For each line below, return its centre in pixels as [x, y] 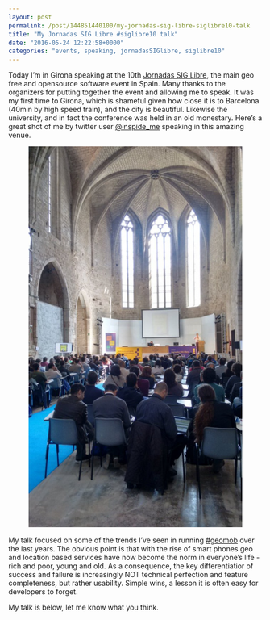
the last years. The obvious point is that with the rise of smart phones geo [131, 548]
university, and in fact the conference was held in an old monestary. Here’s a [135, 118]
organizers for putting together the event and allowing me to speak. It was [131, 92]
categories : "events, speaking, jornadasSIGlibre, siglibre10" [117, 51]
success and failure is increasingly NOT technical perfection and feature [128, 574]
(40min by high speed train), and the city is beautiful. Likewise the [118, 110]
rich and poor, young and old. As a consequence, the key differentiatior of [131, 566]
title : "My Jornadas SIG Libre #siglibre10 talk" [93, 34]
